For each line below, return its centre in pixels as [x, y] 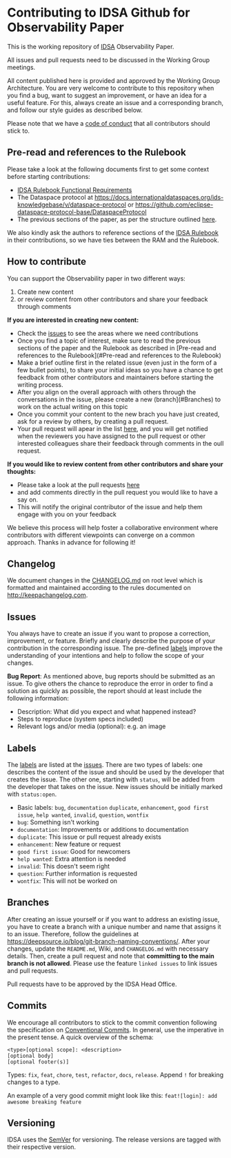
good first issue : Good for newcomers [74, 852]
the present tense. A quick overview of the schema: [80, 1037]
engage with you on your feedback [67, 514]
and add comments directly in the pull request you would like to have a [118, 492]
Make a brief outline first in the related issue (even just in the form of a [117, 362]
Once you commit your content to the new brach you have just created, [118, 414]
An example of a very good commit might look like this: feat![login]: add [112, 1095]
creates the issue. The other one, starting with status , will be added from [111, 779]
